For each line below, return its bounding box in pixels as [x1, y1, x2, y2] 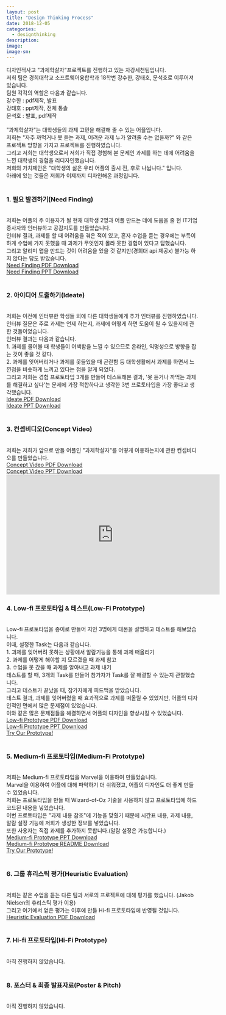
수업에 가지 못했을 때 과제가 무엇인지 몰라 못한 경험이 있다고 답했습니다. [17, 239, 187, 247]
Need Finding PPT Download [6, 268, 79, 275]
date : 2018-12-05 [6, 20, 51, 26]
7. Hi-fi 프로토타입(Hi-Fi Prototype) [6, 936, 108, 945]
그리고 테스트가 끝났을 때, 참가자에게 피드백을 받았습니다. [6, 686, 141, 693]
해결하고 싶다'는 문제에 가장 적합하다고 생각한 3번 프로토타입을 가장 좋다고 [12, 381, 189, 388]
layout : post [6, 9, 40, 15]
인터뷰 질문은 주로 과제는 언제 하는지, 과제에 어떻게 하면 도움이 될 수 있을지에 [6, 320, 188, 327]
